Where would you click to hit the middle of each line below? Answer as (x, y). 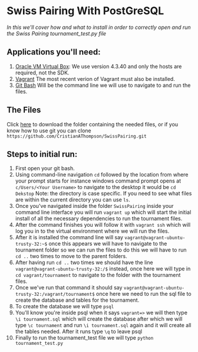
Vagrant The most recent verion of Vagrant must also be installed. (95, 79)
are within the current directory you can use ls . (72, 200)
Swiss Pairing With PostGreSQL (85, 11)
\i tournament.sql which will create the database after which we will (99, 319)
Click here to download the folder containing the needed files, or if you (93, 124)
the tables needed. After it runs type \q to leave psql (79, 331)
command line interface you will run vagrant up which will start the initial (103, 212)
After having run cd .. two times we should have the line (84, 263)
